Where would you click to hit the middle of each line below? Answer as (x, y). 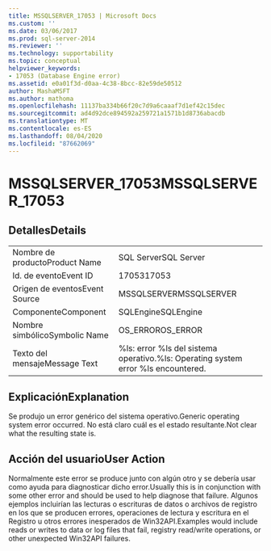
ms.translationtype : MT (48, 121)
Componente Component (59, 312)
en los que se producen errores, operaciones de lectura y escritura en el (129, 513)
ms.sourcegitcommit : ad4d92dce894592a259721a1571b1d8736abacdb (117, 114)
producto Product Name (57, 262)
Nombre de (33, 252)
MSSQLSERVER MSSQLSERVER (177, 293)
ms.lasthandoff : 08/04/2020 (56, 136)
